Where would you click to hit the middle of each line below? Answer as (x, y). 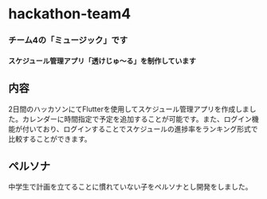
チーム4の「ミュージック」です (68, 41)
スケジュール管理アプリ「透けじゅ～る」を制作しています (102, 60)
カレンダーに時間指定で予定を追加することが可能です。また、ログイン (137, 119)
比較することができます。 (50, 139)
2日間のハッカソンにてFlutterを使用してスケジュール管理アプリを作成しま (129, 109)
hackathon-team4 (70, 14)
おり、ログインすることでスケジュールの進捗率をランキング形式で (150, 129)
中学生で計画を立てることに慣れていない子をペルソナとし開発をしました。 (130, 187)
